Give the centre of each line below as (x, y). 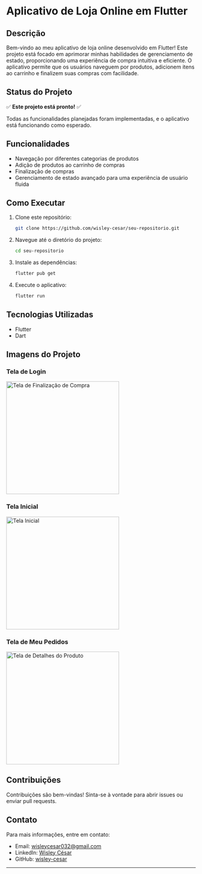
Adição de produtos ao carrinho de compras (70, 165)
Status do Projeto (39, 92)
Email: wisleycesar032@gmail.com (58, 846)
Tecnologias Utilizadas (50, 315)
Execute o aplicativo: (41, 285)
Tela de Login (26, 372)
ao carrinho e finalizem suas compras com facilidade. (73, 73)
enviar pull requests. (32, 801)
